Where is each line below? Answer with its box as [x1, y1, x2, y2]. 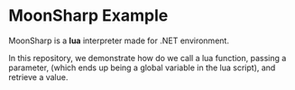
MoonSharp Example [8, 5, 169, 26]
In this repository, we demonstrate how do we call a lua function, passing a [8, 52, 287, 63]
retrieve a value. [8, 71, 69, 82]
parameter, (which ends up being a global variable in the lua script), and [8, 62, 276, 73]
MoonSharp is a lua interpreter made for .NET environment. [8, 35, 229, 46]
